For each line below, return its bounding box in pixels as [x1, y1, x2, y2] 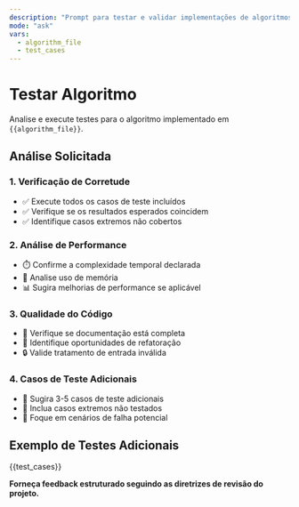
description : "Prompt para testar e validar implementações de [9, 12, 249, 22]
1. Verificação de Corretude [9, 175, 131, 188]
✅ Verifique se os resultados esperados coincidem [21, 205, 209, 216]
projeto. [9, 488, 40, 499]
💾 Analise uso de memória [21, 272, 118, 283]
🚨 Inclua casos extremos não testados [21, 402, 163, 414]
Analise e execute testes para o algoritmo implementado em [9, 114, 230, 125]
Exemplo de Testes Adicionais [9, 438, 180, 454]
